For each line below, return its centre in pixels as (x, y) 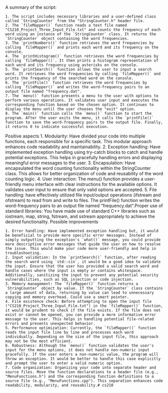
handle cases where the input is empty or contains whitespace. (74, 271)
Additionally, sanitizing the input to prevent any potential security (82, 275)
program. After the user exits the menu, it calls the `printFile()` (80, 118)
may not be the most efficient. (39, 341)
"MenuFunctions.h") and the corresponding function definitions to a (80, 376)
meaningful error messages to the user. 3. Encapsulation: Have (70, 163)
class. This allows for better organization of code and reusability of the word (84, 174)
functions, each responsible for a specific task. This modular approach (78, 141)
